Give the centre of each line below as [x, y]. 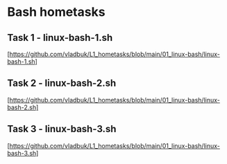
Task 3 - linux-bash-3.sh [62, 129]
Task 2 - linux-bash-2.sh [62, 83]
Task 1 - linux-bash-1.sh [60, 38]
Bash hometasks [56, 12]
